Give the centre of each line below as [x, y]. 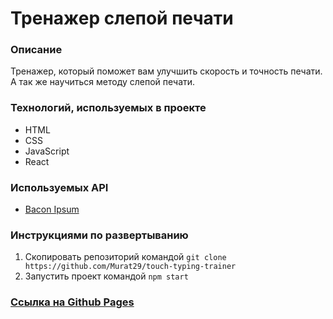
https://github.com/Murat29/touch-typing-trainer [130, 267]
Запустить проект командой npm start [106, 276]
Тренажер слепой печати [122, 18]
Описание [36, 50]
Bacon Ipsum [52, 209]
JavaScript [47, 151]
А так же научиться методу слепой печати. [103, 82]
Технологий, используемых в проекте [108, 108]
